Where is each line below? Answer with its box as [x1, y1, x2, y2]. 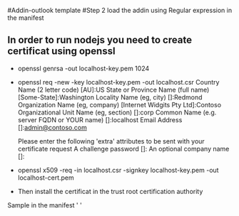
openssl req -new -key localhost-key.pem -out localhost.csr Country [17, 77, 220, 86]
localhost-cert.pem [17, 173, 75, 182]
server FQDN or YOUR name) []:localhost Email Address [17, 115, 183, 124]
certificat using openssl [7, 45, 116, 58]
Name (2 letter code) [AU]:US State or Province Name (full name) [17, 85, 210, 94]
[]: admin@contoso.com [17, 123, 87, 131]
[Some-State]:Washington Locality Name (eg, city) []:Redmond [17, 92, 203, 102]
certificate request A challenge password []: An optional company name [17, 144, 230, 153]
